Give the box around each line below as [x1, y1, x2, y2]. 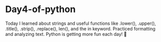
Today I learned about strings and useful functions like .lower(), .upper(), [5, 20, 156, 26]
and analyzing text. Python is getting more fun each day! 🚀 [5, 31, 127, 37]
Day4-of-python [5, 4, 76, 15]
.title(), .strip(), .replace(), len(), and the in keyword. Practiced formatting [5, 25, 155, 31]
